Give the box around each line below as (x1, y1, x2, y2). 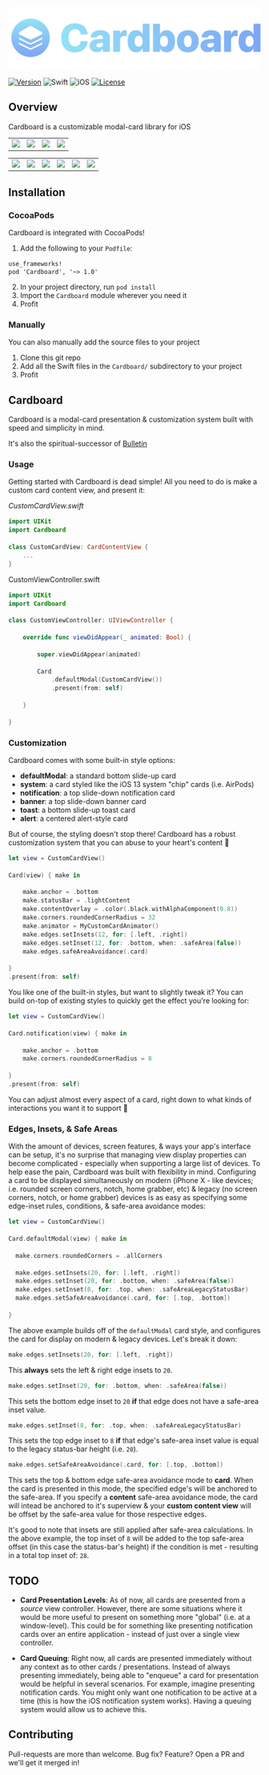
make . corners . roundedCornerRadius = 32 (22, 914, 156, 922)
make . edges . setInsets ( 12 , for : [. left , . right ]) (22, 930, 188, 938)
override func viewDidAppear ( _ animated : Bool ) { (22, 634, 192, 642)
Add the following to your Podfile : (19, 243, 133, 253)
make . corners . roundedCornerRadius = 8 (22, 1055, 152, 1063)
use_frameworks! (8, 260, 62, 268)
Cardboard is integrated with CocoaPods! (8, 228, 145, 238)
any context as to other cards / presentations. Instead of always (19, 1662, 231, 1672)
